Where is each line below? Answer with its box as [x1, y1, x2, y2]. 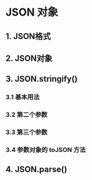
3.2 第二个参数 [5, 111, 48, 119]
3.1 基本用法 [5, 93, 40, 102]
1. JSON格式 [5, 31, 51, 41]
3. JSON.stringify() [5, 74, 78, 84]
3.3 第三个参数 [5, 128, 48, 136]
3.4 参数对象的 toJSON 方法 [5, 146, 86, 154]
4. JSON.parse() [5, 164, 68, 175]
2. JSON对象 [5, 53, 53, 63]
